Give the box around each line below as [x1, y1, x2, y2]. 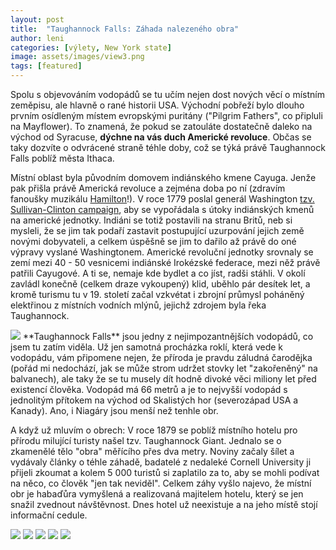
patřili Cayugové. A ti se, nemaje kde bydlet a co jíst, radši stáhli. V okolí [10, 267, 306, 279]
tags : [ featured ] [10, 61, 83, 71]
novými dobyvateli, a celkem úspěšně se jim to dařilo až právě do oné [10, 236, 297, 247]
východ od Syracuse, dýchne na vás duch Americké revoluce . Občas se [10, 131, 312, 143]
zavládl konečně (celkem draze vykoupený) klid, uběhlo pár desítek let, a [10, 278, 311, 290]
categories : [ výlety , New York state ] [10, 42, 172, 53]
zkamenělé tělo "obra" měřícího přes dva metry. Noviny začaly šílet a [10, 446, 295, 457]
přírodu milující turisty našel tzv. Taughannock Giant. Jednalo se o [10, 435, 282, 446]
